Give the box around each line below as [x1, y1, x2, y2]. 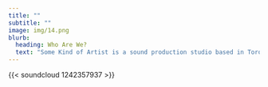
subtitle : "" [8, 19, 52, 27]
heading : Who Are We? [15, 41, 88, 49]
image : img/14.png [8, 26, 69, 34]
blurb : [8, 33, 30, 42]
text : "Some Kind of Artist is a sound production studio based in [15, 48, 245, 56]
